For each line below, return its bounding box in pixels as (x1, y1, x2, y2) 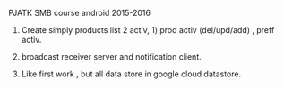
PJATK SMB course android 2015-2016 (8, 8, 151, 18)
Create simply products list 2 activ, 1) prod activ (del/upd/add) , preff (21, 25, 275, 35)
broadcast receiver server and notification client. (21, 52, 202, 61)
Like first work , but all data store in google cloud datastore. (21, 68, 242, 79)
